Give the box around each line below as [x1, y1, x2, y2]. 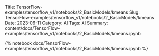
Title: [5, 4, 16, 10]
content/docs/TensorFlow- [5, 25, 60, 31]
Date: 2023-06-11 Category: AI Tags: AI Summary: [5, 20, 108, 26]
